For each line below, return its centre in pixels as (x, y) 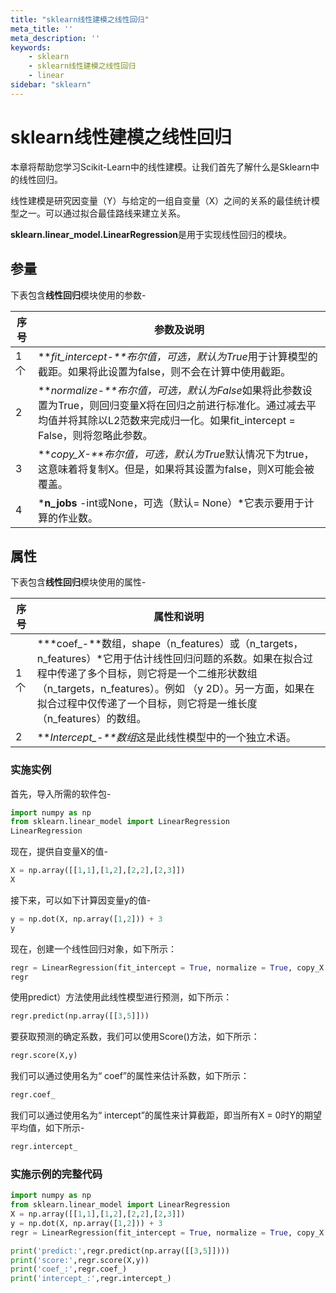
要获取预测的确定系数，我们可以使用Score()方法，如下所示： (135, 1037)
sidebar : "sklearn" (51, 85)
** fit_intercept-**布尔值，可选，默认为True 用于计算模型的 (177, 356)
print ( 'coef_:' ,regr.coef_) (69, 1269)
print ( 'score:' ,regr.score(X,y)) (80, 1260)
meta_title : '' (42, 29)
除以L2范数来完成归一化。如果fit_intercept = (191, 420)
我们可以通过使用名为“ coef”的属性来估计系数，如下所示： (130, 1076)
